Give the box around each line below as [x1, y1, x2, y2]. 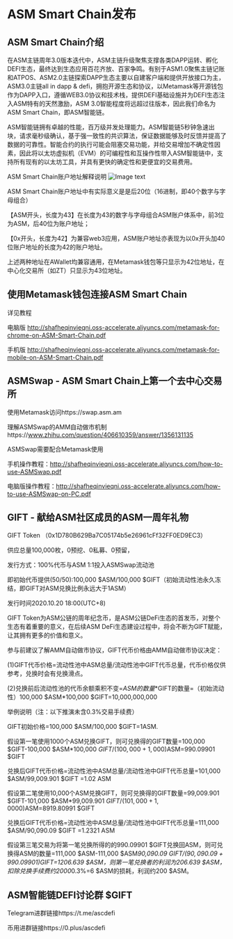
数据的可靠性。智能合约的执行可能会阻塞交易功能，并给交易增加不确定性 [7, 141, 214, 148]
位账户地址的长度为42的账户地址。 [7, 243, 106, 251]
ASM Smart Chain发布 [7, 6, 136, 22]
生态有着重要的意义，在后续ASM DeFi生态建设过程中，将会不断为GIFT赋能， [7, 623, 226, 631]
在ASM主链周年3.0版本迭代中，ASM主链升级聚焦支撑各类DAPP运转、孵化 [7, 56, 218, 64]
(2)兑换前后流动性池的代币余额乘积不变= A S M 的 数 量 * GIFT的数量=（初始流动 [7, 684, 225, 693]
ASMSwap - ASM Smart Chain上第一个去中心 [7, 375, 204, 387]
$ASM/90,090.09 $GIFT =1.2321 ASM [7, 826, 115, 835]
